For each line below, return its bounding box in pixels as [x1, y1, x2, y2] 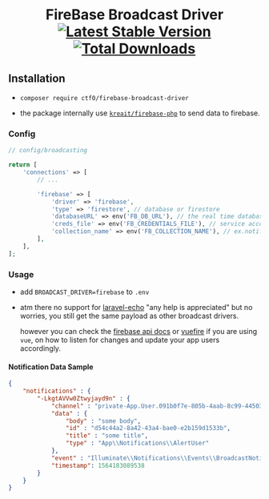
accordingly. [19, 343, 62, 353]
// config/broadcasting [8, 147, 88, 155]
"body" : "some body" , [65, 417, 142, 425]
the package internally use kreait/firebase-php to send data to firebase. [19, 108, 260, 118]
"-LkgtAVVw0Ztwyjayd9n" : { [37, 394, 130, 402]
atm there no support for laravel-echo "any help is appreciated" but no [19, 302, 253, 312]
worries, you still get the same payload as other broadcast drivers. [19, 311, 239, 320]
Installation [8, 71, 66, 85]
